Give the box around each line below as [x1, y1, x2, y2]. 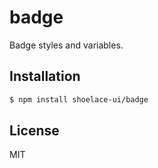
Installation [9, 68, 81, 85]
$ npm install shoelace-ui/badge [9, 94, 149, 105]
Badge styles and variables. [9, 39, 124, 51]
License [9, 122, 60, 140]
